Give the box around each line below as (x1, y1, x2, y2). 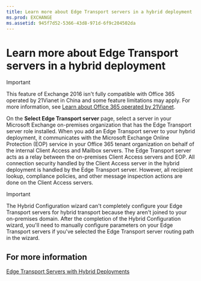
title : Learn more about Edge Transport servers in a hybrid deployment (6, 8, 193, 15)
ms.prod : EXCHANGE (6, 14, 52, 21)
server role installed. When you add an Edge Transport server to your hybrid (6, 128, 196, 135)
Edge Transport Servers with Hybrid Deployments (6, 268, 130, 275)
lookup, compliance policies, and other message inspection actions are (6, 172, 182, 180)
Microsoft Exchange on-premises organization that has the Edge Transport (6, 121, 191, 128)
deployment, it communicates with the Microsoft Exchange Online (6, 134, 170, 142)
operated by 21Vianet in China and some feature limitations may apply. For (6, 97, 191, 104)
